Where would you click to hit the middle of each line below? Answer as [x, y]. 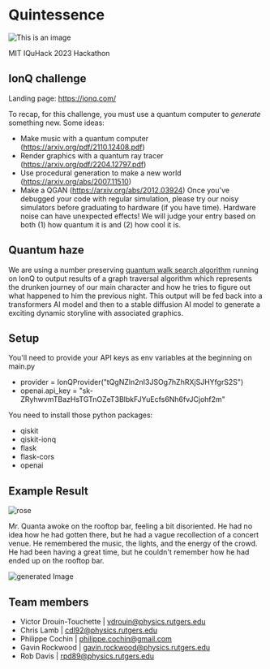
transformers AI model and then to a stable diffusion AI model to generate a [135, 304]
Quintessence [57, 15]
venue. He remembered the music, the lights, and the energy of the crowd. [133, 544]
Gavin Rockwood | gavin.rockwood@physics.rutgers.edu [115, 647]
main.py [21, 366]
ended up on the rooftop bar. [56, 561]
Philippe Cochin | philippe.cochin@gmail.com [96, 639]
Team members [49, 602]
